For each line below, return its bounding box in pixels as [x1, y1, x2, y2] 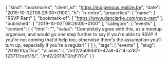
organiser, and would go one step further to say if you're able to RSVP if [5, 31, 158, 37]
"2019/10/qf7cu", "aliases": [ [5, 48, 65, 53]
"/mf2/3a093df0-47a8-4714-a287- [66, 48, 141, 53]
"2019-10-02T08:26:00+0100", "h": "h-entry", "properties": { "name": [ [5, 10, 156, 16]
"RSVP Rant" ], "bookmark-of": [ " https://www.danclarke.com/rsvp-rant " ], [5, 15, 163, 21]
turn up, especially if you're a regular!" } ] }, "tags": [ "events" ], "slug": [5, 42, 156, 48]
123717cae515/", [5, 53, 40, 59]
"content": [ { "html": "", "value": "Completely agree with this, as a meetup [5, 26, 162, 32]
